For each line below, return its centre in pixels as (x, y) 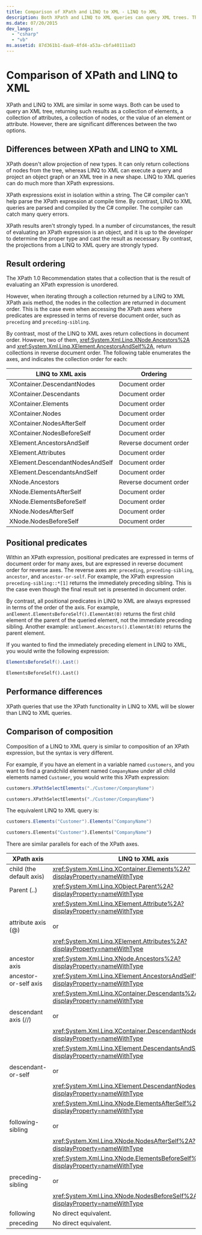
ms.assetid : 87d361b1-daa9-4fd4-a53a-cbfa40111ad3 (71, 46)
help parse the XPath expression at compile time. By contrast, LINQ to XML (99, 201)
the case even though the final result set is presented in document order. (96, 589)
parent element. (26, 633)
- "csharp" (25, 34)
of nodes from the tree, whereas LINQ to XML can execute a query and (94, 170)
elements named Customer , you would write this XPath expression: (88, 777)
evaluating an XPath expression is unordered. (63, 284)
